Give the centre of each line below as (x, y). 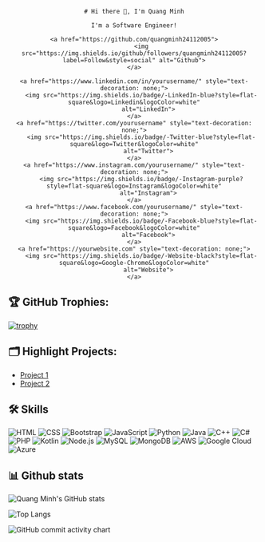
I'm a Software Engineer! (134, 26)
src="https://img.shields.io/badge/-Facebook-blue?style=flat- (150, 221)
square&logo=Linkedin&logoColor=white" (134, 102)
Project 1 (34, 374)
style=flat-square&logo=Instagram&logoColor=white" (134, 186)
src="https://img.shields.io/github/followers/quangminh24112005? (134, 53)
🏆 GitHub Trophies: (59, 302)
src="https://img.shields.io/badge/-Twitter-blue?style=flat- (150, 137)
